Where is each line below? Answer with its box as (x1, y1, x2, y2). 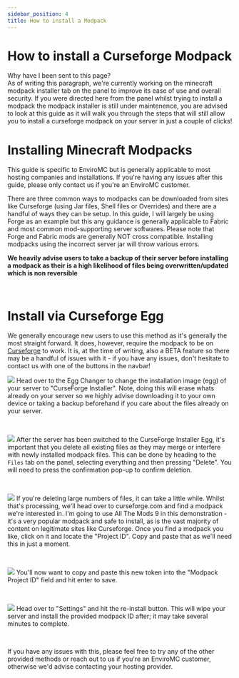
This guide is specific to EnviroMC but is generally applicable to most (7, 166, 210, 174)
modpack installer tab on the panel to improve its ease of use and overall (7, 86, 221, 95)
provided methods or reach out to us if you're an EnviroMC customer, (7, 654, 211, 664)
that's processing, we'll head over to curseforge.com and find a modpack (7, 502, 223, 510)
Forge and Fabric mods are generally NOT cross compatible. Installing (7, 233, 213, 241)
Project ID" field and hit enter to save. (7, 576, 118, 585)
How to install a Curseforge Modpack (7, 48, 233, 64)
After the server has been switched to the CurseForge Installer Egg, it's (16, 435, 225, 444)
